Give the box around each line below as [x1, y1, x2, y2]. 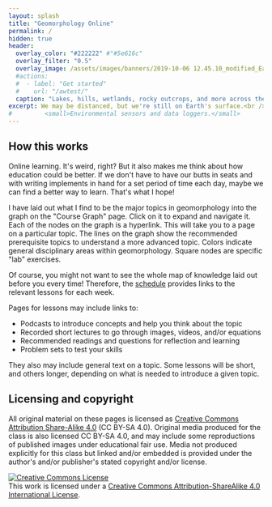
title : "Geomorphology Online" [8, 19, 114, 28]
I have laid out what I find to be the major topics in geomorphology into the [8, 202, 257, 212]
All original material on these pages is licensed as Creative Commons [8, 414, 239, 424]
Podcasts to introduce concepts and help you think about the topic [19, 318, 243, 328]
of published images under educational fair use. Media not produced [8, 439, 237, 449]
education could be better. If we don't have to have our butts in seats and [8, 169, 253, 179]
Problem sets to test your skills [19, 344, 123, 354]
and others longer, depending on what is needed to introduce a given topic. [8, 369, 260, 378]
